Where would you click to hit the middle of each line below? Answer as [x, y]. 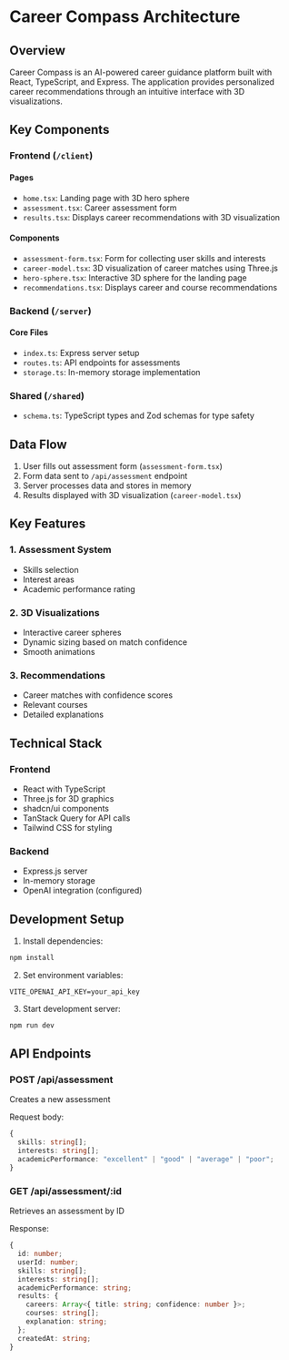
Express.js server [55, 871]
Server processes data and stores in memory [107, 486]
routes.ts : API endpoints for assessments [101, 363]
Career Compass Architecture [125, 17]
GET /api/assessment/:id [66, 1191]
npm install [32, 958]
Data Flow [38, 444]
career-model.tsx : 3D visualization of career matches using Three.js [150, 268]
